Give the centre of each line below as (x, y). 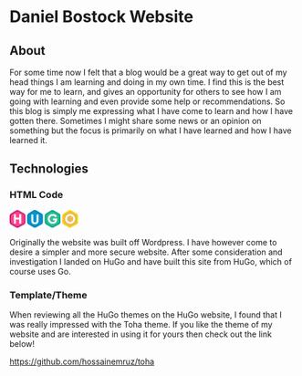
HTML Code (36, 195)
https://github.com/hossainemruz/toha (82, 361)
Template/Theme (49, 295)
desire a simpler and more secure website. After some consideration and (146, 252)
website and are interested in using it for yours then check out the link (141, 334)
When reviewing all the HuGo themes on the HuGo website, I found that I (146, 315)
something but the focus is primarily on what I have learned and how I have (151, 131)
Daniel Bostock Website (102, 17)
